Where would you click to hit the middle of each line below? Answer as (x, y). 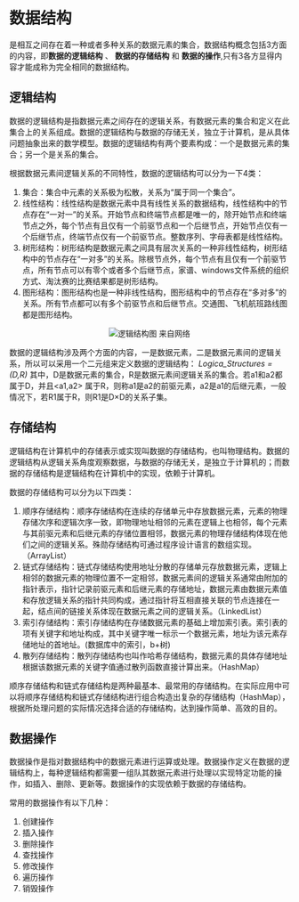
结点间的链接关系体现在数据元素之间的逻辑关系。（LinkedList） (152, 611)
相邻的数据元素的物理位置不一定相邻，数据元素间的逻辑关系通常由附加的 (154, 577)
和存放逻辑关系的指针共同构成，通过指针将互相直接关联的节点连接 (143, 600)
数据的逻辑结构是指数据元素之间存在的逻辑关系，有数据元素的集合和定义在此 (149, 120)
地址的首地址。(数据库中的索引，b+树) (100, 644)
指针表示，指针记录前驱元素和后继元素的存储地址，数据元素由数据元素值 (154, 589)
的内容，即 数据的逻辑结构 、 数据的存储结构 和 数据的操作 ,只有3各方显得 (142, 55)
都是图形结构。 (49, 314)
